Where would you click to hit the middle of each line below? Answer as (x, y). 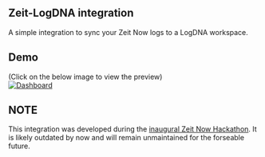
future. (19, 146)
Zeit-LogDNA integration (71, 13)
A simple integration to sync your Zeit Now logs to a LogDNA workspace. (129, 32)
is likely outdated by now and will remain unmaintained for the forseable (127, 138)
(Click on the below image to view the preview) (85, 77)
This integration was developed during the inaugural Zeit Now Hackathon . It (132, 129)
